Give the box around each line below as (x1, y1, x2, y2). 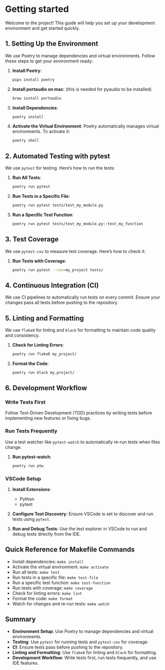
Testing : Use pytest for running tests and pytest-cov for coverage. (12, 639, 149, 645)
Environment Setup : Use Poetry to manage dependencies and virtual (12, 628, 154, 634)
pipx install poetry (12, 77, 55, 82)
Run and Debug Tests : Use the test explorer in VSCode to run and (12, 526, 147, 532)
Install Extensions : (12, 486, 51, 492)
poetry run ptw (12, 463, 44, 468)
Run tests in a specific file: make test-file (12, 574, 98, 580)
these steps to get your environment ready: (5, 58, 93, 64)
